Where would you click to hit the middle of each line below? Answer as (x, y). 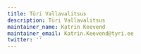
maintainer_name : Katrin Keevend (56, 27)
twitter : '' (25, 40)
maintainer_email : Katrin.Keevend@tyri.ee (70, 33)
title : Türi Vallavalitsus (47, 14)
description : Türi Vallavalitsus (56, 20)
